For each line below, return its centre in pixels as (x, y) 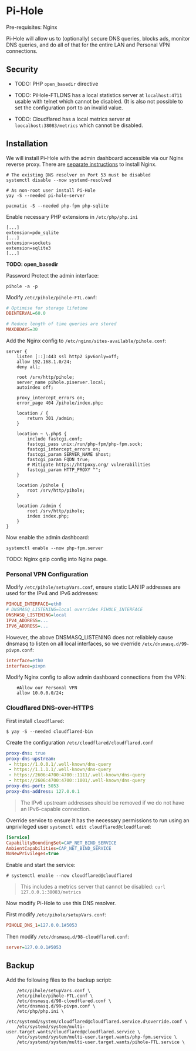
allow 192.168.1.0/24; (44, 362)
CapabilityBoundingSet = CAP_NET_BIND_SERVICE (61, 843)
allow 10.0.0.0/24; (40, 693)
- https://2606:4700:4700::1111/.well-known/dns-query (77, 775)
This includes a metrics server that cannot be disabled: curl (93, 887)
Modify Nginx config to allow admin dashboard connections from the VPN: (96, 677)
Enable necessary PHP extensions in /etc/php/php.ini (72, 216)
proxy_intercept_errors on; (51, 398)
